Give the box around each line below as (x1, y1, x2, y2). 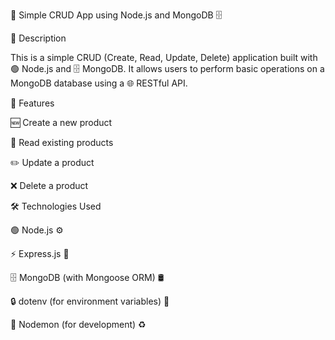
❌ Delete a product (10, 180, 89, 191)
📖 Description (10, 32, 67, 44)
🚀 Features (10, 97, 55, 109)
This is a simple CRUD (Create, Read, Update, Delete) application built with (10, 52, 318, 63)
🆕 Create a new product (10, 117, 113, 128)
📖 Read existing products (10, 137, 114, 148)
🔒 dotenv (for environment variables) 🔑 (10, 295, 170, 307)
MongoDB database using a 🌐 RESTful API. (10, 77, 188, 89)
